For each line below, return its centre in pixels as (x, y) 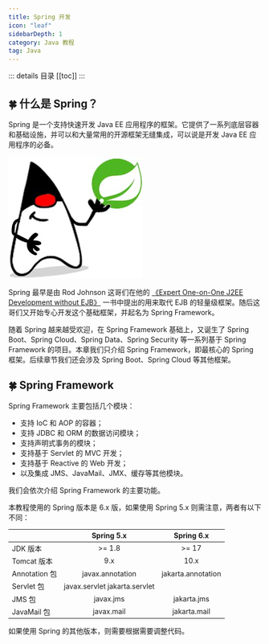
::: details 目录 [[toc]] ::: (47, 76)
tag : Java (25, 51)
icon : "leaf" (30, 25)
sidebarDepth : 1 (35, 34)
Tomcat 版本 (32, 561)
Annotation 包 (35, 574)
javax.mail (109, 612)
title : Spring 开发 (40, 17)
